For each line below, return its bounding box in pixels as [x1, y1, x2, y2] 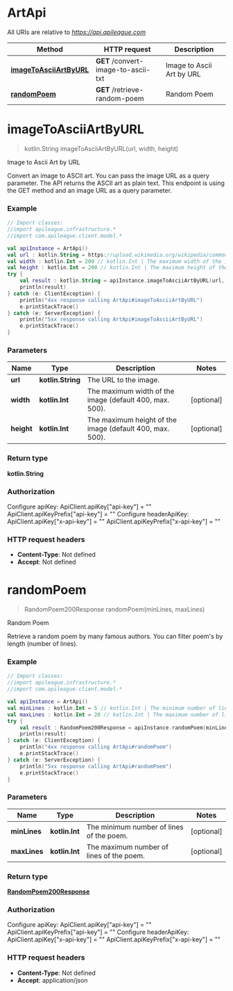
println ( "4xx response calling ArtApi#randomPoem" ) [19, 743, 172, 751]
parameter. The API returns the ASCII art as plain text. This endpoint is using [7, 179, 225, 187]
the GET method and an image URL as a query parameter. [7, 186, 172, 194]
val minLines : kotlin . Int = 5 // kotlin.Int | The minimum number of [7, 704, 216, 711]
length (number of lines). [7, 640, 78, 648]
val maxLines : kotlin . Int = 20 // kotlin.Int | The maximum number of [7, 711, 218, 718]
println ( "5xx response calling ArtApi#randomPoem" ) [19, 763, 172, 770]
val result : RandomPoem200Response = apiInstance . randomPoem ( [19, 724, 207, 731]
